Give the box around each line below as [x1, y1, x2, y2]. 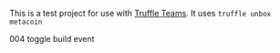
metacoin [9, 17, 43, 26]
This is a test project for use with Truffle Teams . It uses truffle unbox [9, 8, 272, 18]
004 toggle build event [9, 34, 95, 44]
